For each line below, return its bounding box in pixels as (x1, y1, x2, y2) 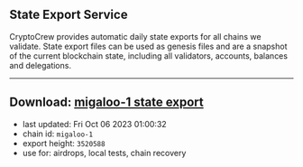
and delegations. (9, 60, 72, 70)
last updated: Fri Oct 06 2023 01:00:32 (22, 118, 167, 129)
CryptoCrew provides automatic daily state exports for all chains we (9, 31, 262, 42)
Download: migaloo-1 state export (9, 95, 205, 110)
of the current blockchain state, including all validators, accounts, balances (9, 50, 289, 61)
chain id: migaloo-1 (22, 128, 93, 139)
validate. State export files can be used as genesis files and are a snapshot (9, 41, 288, 51)
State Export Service (9, 7, 128, 23)
